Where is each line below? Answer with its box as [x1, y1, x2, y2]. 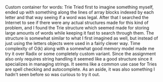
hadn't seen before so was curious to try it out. [5, 72, 100, 77]
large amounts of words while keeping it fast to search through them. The [5, 30, 154, 36]
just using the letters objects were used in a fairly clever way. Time [5, 41, 140, 46]
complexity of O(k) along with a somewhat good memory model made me [5, 46, 155, 51]
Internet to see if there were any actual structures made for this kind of [5, 20, 149, 25]
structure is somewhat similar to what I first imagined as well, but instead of [5, 35, 159, 41]
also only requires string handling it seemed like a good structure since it [5, 56, 153, 61]
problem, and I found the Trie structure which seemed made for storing [5, 25, 149, 31]
